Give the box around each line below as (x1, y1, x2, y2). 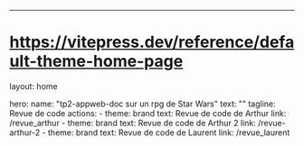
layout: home (9, 80, 58, 91)
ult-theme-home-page (9, 51, 184, 72)
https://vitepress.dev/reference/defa (9, 32, 295, 52)
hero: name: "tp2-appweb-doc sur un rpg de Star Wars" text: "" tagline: (9, 98, 276, 109)
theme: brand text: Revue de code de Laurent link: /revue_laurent (48, 127, 290, 138)
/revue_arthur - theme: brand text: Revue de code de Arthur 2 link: (9, 117, 256, 128)
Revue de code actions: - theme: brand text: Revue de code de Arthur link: (9, 107, 287, 118)
